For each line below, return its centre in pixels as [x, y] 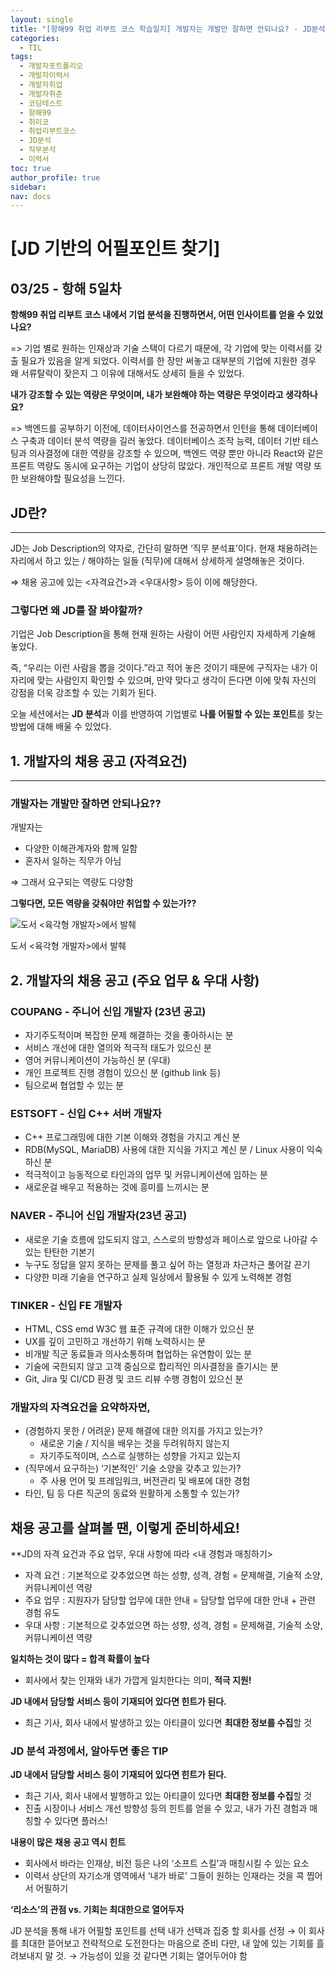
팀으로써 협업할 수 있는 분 [74, 1085]
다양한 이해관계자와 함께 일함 [81, 848]
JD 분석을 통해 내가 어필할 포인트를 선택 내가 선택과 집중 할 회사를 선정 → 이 [158, 1931]
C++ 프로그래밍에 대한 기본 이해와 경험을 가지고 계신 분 [132, 1137]
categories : [35, 38]
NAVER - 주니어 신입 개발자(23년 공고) [99, 1216]
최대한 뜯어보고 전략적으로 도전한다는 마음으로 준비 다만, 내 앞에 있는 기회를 [167, 1943]
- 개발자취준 [41, 94]
